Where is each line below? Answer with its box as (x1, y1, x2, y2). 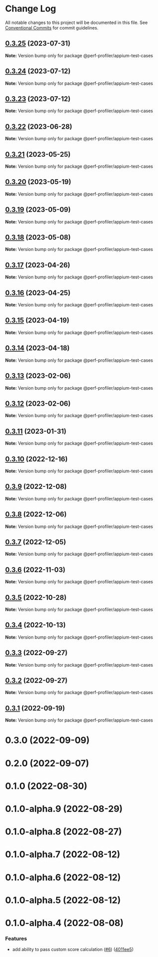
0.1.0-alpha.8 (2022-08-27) (5, 826, 122, 837)
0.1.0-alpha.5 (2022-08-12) (5, 894, 121, 906)
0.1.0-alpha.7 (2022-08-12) (5, 849, 121, 860)
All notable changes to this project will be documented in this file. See (5, 19, 148, 25)
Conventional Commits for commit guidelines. (5, 24, 98, 30)
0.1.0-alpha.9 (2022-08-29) (5, 803, 123, 814)
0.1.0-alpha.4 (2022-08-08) (5, 917, 124, 929)
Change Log (5, 3, 56, 14)
